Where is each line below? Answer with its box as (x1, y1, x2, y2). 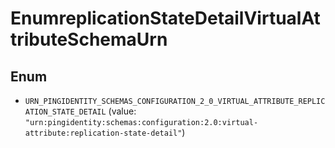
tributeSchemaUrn (10, 28, 168, 51)
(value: (108, 105, 137, 117)
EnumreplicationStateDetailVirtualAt (10, 7, 321, 30)
